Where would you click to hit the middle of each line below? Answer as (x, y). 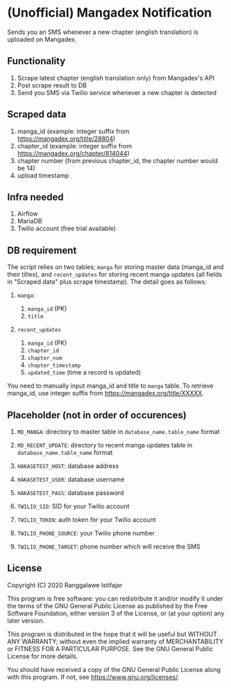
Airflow (27, 214)
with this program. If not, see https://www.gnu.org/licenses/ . (93, 677)
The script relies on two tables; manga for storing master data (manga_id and (115, 267)
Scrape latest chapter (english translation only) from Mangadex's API (116, 78)
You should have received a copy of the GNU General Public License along (114, 669)
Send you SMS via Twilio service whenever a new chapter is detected (117, 92)
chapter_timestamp (54, 365)
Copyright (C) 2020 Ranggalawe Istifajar (65, 585)
